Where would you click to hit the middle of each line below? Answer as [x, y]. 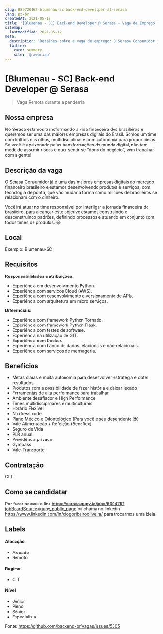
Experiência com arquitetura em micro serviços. [60, 301]
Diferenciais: [18, 310]
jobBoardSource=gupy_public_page [41, 509]
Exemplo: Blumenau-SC [29, 249]
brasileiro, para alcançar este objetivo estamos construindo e [66, 212]
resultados [23, 383]
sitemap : [14, 28]
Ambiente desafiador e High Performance [54, 398]
